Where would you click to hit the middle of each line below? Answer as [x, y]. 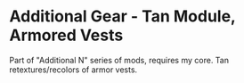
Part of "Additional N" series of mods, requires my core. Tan [119, 60]
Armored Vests [66, 35]
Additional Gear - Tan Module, [122, 17]
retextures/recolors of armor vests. [73, 70]
